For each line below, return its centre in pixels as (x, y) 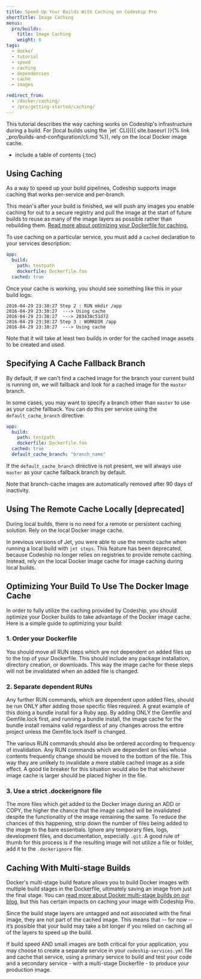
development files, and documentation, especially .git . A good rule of (93, 836)
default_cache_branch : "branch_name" (59, 454)
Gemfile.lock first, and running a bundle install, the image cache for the (94, 719)
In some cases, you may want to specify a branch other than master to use (98, 402)
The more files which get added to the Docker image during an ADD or (94, 804)
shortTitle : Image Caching (40, 17)
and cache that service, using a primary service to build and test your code (99, 957)
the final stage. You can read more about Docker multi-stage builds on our (98, 895)
